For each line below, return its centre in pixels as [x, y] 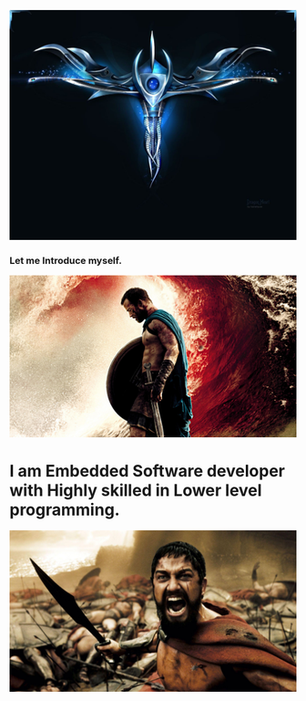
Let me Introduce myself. [66, 261]
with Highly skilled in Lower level [136, 491]
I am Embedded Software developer [147, 471]
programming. [65, 510]
